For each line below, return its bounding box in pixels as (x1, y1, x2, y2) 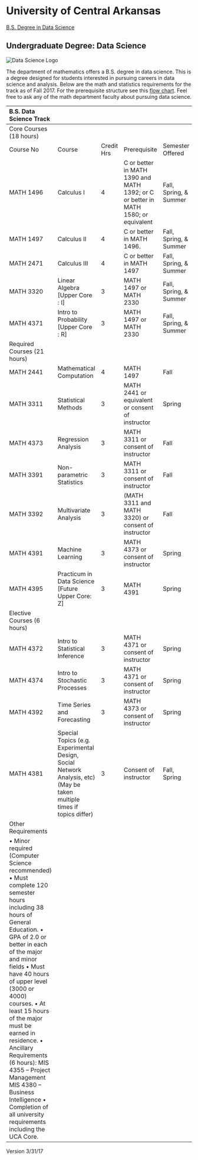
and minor (9, 955, 37, 963)
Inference (57, 652, 84, 660)
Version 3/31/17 (6, 1148, 44, 1155)
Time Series (57, 700, 91, 709)
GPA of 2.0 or (9, 933, 47, 941)
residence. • (9, 1036, 44, 1045)
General (9, 918, 31, 926)
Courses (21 (9, 347, 44, 356)
